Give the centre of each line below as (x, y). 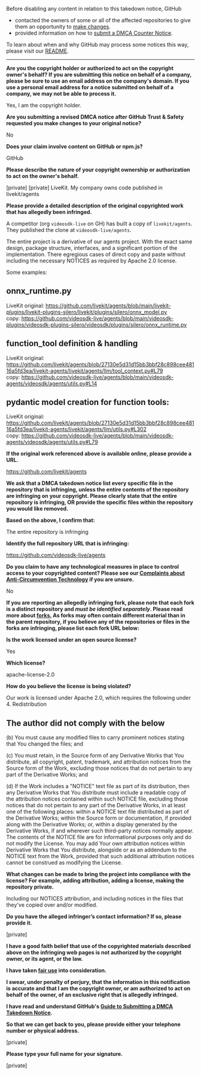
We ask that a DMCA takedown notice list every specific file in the (90, 483)
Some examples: (27, 272)
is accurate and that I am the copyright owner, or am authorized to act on (98, 989)
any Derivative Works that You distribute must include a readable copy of (96, 793)
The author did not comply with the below (86, 723)
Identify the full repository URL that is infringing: (68, 543)
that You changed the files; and (45, 744)
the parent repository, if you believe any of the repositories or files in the (98, 622)
